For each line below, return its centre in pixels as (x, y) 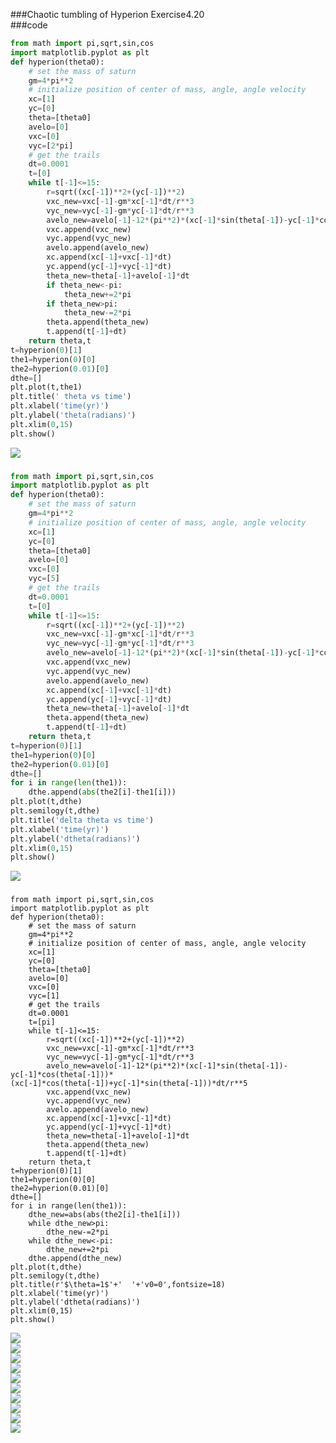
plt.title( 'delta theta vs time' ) (82, 820)
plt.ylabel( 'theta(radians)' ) (73, 415)
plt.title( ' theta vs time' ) (71, 397)
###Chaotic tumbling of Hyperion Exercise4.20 (107, 14)
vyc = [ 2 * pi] (51, 145)
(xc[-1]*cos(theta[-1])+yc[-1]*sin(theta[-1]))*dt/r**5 (129, 1084)
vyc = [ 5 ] (44, 579)
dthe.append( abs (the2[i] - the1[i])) (102, 792)
